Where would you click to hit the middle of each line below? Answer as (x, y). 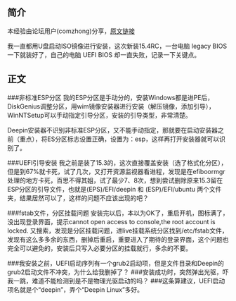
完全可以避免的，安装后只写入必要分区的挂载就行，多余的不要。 (99, 248)
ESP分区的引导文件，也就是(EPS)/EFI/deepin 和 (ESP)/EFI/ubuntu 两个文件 (114, 189)
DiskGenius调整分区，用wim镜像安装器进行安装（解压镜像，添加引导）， (111, 106)
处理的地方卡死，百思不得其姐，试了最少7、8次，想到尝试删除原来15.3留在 (115, 180)
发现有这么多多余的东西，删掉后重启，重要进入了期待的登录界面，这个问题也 (118, 239)
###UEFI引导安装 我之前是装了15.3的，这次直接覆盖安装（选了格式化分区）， (117, 162)
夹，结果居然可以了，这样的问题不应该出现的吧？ (78, 198)
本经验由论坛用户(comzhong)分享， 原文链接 (71, 31)
